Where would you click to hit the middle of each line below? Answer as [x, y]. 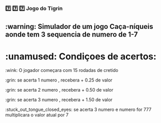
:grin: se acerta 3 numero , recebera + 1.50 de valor [59, 100]
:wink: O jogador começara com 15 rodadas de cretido [62, 70]
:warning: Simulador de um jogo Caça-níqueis [79, 27]
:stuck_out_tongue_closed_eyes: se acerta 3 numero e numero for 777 [78, 110]
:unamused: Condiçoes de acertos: [81, 56]
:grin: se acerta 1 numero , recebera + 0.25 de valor [59, 80]
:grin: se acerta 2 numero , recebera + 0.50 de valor [59, 90]
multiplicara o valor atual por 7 [37, 115]
